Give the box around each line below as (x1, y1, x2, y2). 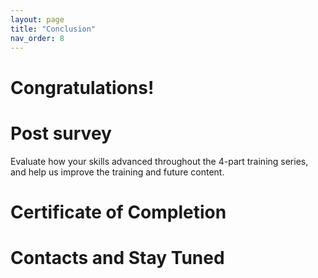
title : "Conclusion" (10, 24, 97, 34)
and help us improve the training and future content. (10, 166, 225, 178)
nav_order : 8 (10, 33, 65, 43)
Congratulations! (10, 76, 155, 99)
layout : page (10, 14, 65, 25)
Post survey (10, 122, 112, 145)
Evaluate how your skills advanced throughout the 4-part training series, (10, 155, 309, 167)
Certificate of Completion (10, 201, 227, 223)
